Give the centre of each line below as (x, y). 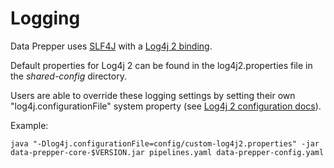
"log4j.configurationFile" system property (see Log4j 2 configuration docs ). (166, 106)
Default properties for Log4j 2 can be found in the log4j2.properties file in (161, 65)
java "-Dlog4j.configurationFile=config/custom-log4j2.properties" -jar (165, 143)
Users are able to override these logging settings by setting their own (153, 95)
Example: (29, 125)
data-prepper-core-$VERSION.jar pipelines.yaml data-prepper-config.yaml (167, 152)
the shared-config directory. (68, 76)
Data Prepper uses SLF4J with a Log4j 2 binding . (111, 46)
